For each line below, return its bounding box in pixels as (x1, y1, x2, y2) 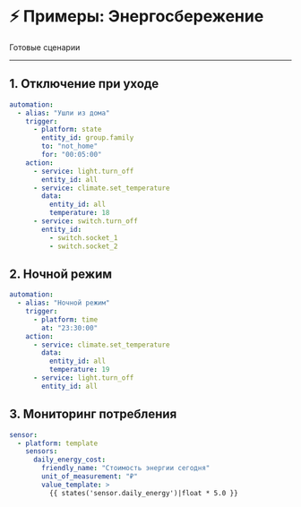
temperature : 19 (48, 365, 110, 374)
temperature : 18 (48, 209, 110, 218)
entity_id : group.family (41, 133, 134, 142)
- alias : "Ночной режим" (17, 298, 110, 308)
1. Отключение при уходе (9, 76, 159, 91)
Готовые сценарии (9, 41, 81, 53)
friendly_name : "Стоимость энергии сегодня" (41, 464, 211, 473)
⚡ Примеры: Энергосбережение (9, 6, 264, 27)
